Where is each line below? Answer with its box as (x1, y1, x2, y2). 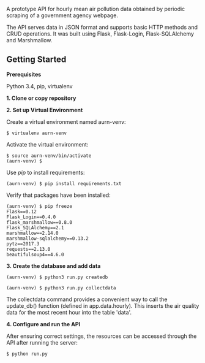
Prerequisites (6, 71, 42, 78)
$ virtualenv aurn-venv (6, 130, 67, 136)
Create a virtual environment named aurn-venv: (6, 118, 127, 125)
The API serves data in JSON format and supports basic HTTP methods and (6, 24, 198, 31)
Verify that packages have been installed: (6, 191, 111, 199)
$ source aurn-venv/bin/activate (6, 153, 92, 159)
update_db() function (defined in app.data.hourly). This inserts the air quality (6, 302, 199, 309)
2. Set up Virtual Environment (6, 106, 83, 113)
